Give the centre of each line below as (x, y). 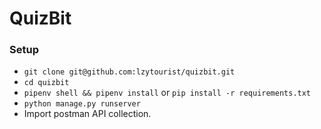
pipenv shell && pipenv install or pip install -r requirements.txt (167, 93)
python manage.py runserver (82, 104)
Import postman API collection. (87, 114)
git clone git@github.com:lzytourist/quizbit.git (129, 72)
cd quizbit (46, 83)
